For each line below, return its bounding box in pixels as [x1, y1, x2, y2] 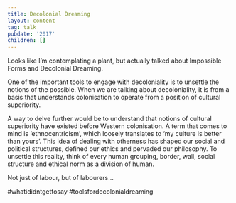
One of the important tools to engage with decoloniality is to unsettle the [7, 78, 220, 86]
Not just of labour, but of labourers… [7, 174, 114, 182]
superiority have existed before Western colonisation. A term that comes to [7, 122, 227, 130]
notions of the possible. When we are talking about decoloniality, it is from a [7, 85, 230, 94]
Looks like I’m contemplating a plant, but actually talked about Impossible [7, 56, 222, 65]
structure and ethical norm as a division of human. [7, 160, 155, 168]
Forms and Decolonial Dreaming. [7, 64, 103, 73]
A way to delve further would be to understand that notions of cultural [7, 115, 212, 123]
